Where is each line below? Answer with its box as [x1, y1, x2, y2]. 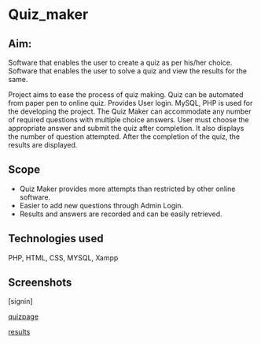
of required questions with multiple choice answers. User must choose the [8, 115, 249, 124]
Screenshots [8, 276, 72, 290]
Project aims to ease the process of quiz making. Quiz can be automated [8, 90, 244, 99]
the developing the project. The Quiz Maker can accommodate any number [8, 107, 252, 116]
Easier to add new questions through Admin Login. [19, 200, 183, 210]
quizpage [8, 312, 39, 321]
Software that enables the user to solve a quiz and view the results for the [8, 66, 248, 76]
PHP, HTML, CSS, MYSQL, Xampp [8, 252, 119, 262]
